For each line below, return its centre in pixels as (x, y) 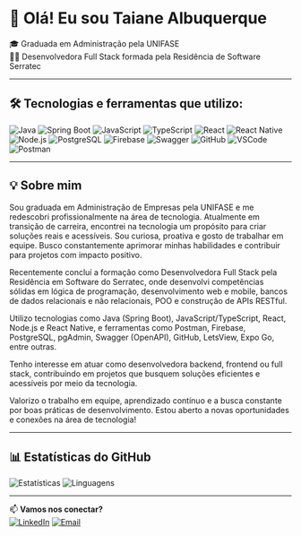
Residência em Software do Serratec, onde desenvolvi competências (137, 281)
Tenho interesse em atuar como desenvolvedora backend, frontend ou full (146, 364)
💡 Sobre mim (46, 186)
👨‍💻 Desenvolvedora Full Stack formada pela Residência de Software (135, 56)
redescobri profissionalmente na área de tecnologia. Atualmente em (134, 216)
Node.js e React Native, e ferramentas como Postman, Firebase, (128, 327)
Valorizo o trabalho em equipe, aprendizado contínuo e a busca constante (146, 400)
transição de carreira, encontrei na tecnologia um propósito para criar (138, 226)
